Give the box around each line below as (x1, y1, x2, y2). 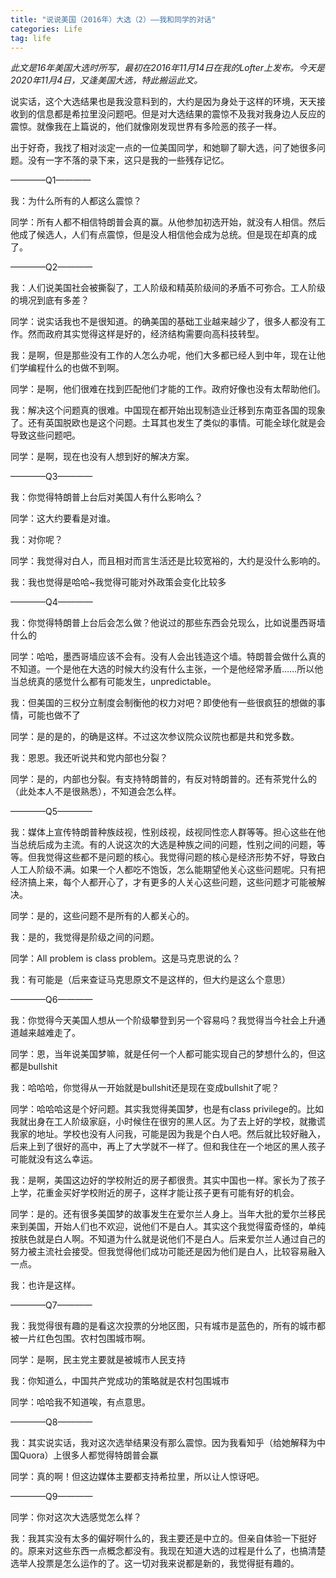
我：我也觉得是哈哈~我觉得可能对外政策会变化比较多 (10, 576, 227, 588)
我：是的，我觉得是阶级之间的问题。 (10, 931, 160, 943)
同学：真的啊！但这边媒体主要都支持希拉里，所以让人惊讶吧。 (10, 1471, 265, 1483)
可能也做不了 (27, 709, 81, 721)
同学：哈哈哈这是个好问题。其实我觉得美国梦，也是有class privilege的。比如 (10, 1103, 324, 1115)
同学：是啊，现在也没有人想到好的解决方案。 (10, 451, 195, 463)
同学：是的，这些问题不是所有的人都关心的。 (10, 910, 195, 922)
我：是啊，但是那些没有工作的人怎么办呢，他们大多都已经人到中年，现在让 (10, 349, 317, 361)
